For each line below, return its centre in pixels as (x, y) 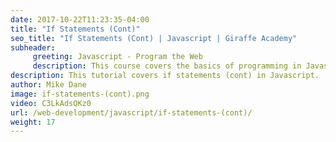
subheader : (33, 47)
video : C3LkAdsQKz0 (51, 103)
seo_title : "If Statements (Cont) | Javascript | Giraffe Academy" (154, 38)
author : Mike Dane (48, 85)
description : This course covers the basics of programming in (167, 66)
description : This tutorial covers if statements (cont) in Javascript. (165, 76)
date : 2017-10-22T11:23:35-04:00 (80, 19)
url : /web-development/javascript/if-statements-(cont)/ (131, 112)
